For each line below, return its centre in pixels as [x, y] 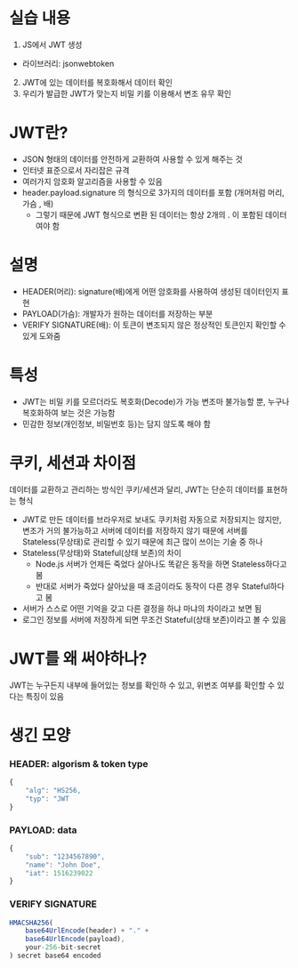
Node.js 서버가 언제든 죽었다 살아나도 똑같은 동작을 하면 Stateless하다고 [161, 564]
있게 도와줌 [41, 335]
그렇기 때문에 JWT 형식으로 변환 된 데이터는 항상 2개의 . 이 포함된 [149, 214]
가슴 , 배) [38, 203]
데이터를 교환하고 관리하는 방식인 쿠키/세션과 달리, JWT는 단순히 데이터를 [137, 489]
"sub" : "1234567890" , [65, 856]
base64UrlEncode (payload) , [75, 940]
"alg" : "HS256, [53, 790]
